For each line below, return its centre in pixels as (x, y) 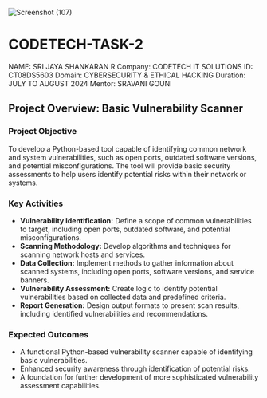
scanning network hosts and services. (82, 254)
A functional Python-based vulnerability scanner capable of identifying (136, 352)
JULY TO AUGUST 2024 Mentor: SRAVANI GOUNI (90, 83)
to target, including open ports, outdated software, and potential (125, 229)
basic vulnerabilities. (53, 361)
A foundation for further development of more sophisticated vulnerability (139, 377)
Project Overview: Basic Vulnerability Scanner (126, 109)
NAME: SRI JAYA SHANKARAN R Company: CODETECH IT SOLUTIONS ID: (131, 66)
